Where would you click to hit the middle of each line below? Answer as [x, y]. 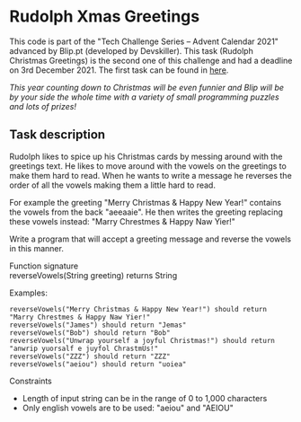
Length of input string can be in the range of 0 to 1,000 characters [145, 398]
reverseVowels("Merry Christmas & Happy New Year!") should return [138, 309]
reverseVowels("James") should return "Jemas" [98, 325]
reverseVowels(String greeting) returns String [93, 275]
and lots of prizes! [43, 106]
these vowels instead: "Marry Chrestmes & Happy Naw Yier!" [122, 221]
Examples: [28, 293]
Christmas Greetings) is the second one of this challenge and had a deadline [151, 60]
